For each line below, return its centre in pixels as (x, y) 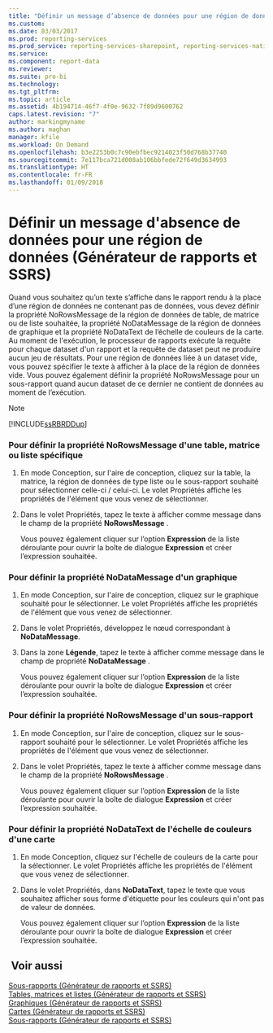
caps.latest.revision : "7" (54, 115)
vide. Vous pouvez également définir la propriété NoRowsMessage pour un (134, 374)
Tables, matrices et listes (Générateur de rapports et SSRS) (107, 994)
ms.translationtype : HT (49, 168)
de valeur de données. (58, 907)
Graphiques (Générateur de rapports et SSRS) (85, 1003)
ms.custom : (27, 24)
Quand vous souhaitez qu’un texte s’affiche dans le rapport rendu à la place (135, 297)
